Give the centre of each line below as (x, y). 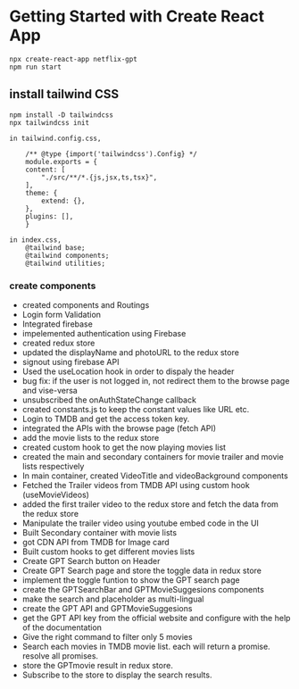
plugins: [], (50, 216)
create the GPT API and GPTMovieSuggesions (107, 609)
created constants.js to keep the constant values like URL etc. (136, 410)
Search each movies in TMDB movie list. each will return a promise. (146, 647)
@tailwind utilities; (65, 263)
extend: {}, (64, 201)
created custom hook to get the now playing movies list (124, 447)
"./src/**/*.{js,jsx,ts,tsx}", (100, 177)
